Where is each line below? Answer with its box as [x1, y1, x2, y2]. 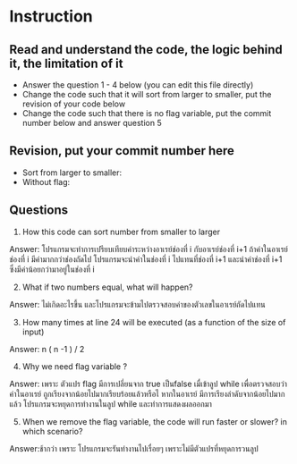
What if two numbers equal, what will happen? [21, 282, 194, 292]
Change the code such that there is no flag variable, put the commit [21, 108, 272, 118]
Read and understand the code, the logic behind [9, 42, 284, 57]
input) [21, 326, 45, 337]
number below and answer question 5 [21, 118, 163, 128]
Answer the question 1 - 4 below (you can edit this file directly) [21, 80, 254, 90]
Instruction [9, 6, 93, 27]
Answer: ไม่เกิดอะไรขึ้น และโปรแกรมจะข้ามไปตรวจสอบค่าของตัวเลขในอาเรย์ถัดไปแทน [9, 299, 266, 309]
